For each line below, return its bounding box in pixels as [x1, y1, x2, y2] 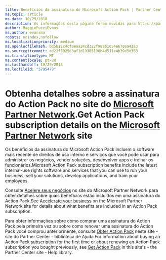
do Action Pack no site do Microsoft [5, 99, 154, 110]
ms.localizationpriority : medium [5, 39, 74, 44]
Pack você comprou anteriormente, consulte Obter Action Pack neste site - [5, 228, 158, 234]
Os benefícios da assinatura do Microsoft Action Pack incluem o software [5, 146, 155, 152]
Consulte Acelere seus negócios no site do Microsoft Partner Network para [5, 187, 158, 193]
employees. [5, 178, 29, 184]
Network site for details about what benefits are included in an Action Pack [5, 203, 158, 209]
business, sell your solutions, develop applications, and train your [5, 172, 138, 178]
